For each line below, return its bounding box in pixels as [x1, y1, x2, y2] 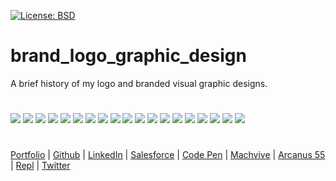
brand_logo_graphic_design [10, 45, 247, 67]
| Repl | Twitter [10, 160, 71, 172]
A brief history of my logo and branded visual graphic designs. [10, 77, 268, 89]
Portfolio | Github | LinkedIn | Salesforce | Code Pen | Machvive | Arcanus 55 [10, 149, 326, 161]
